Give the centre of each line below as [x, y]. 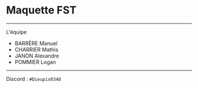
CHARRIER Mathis [37, 49]
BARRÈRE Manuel [36, 43]
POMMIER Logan [35, 62]
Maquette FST [41, 10]
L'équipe [16, 32]
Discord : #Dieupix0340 [34, 79]
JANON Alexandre [37, 56]
